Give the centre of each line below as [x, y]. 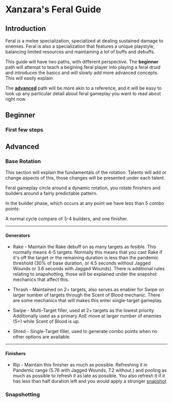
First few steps [24, 130]
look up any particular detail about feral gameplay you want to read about [83, 93]
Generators [18, 235]
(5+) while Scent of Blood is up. [46, 321]
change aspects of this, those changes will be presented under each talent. [85, 178]
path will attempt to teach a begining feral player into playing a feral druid [83, 67]
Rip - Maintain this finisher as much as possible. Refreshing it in [80, 365]
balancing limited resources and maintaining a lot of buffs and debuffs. [80, 52]
